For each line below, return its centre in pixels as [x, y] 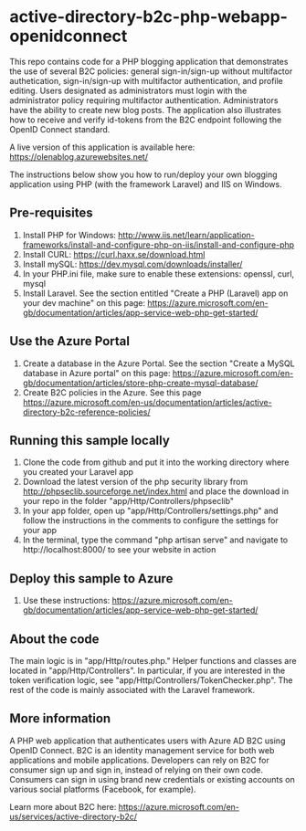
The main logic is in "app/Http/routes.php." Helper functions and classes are [153, 661]
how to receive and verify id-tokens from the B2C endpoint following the [146, 120]
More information [60, 719]
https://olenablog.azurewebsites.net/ [79, 156]
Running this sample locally [90, 440]
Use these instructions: [66, 601]
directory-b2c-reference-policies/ [86, 412]
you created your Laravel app [78, 472]
